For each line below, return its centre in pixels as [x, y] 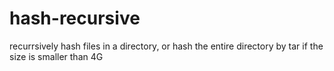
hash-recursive [75, 18]
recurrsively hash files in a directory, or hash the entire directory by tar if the [166, 46]
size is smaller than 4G [56, 56]
